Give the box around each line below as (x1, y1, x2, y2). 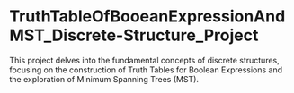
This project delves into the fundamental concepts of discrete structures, (9, 55, 281, 65)
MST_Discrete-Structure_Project (9, 25, 259, 46)
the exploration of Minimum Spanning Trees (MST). (9, 73, 200, 84)
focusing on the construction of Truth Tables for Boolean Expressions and (9, 64, 283, 75)
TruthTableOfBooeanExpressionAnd (9, 6, 286, 27)
